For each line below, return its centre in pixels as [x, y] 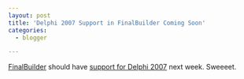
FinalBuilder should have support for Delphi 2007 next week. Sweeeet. [122, 67]
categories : [28, 30]
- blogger [31, 38]
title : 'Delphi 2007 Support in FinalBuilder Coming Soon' [107, 23]
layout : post [30, 15]
